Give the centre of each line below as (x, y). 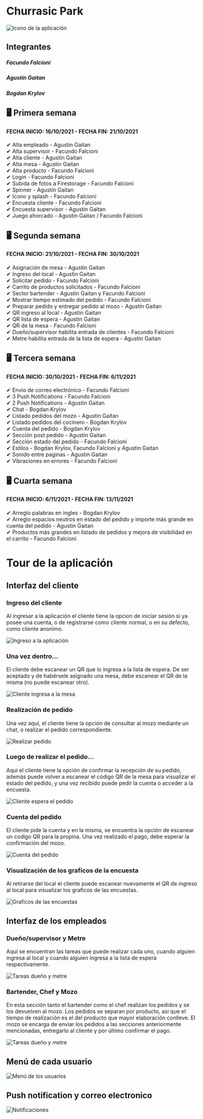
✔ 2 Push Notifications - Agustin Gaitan (55, 403)
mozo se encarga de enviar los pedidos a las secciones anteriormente (94, 1024)
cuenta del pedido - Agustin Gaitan (50, 526)
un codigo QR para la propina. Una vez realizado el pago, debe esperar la (98, 837)
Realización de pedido (39, 710)
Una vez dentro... (32, 656)
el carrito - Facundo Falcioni (42, 539)
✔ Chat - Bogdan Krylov (36, 409)
